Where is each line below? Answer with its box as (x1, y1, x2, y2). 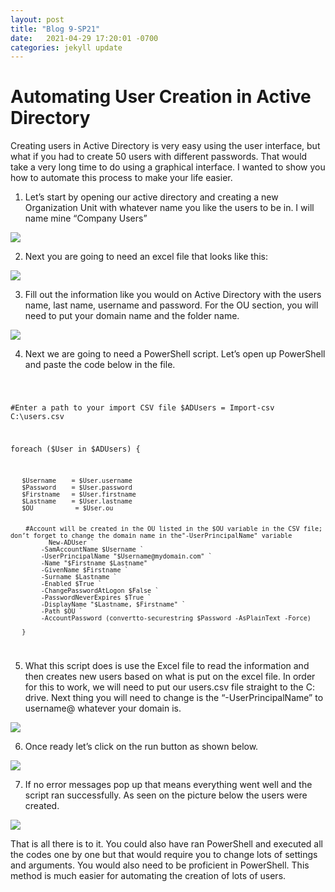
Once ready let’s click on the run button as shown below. (24, 740, 259, 752)
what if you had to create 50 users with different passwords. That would (10, 151, 308, 163)
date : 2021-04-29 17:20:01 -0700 (10, 33, 159, 43)
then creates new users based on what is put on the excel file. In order (24, 670, 316, 682)
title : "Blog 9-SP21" (10, 24, 101, 34)
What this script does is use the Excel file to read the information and (24, 659, 310, 671)
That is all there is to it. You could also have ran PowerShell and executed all (10, 837, 323, 850)
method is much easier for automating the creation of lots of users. (10, 869, 287, 881)
